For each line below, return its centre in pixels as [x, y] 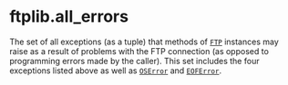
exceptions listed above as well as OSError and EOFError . [115, 71]
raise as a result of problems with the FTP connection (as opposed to [139, 51]
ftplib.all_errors [69, 17]
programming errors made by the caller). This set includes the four [134, 61]
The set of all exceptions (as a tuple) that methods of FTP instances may [144, 42]
